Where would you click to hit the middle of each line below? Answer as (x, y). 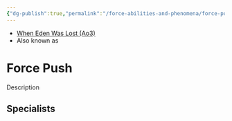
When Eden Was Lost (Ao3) (56, 33)
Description (23, 87)
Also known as (37, 40)
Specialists (31, 108)
